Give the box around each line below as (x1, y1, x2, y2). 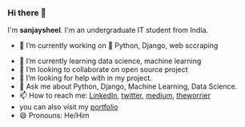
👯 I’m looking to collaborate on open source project (18, 65, 189, 74)
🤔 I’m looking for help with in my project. (18, 73, 153, 83)
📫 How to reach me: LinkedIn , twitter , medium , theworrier (18, 91, 211, 101)
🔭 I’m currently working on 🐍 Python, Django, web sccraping (18, 41, 219, 50)
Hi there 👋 (7, 7, 47, 18)
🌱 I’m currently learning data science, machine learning (18, 56, 202, 66)
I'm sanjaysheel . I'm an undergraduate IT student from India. (7, 26, 209, 35)
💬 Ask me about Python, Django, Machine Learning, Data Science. (18, 81, 238, 91)
